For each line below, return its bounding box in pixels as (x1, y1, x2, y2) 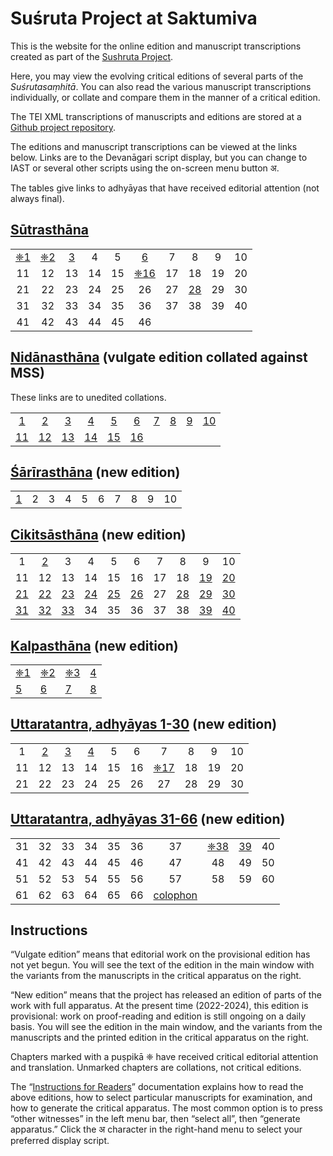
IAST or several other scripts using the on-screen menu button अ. (10, 162, 280, 174)
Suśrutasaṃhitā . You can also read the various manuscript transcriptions (10, 80, 312, 92)
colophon (153, 888, 198, 902)
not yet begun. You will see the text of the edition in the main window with (10, 959, 315, 971)
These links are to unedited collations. (10, 391, 167, 403)
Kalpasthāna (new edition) (10, 637, 179, 654)
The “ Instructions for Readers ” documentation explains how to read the (10, 1081, 304, 1093)
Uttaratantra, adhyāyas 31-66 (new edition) (10, 811, 286, 828)
